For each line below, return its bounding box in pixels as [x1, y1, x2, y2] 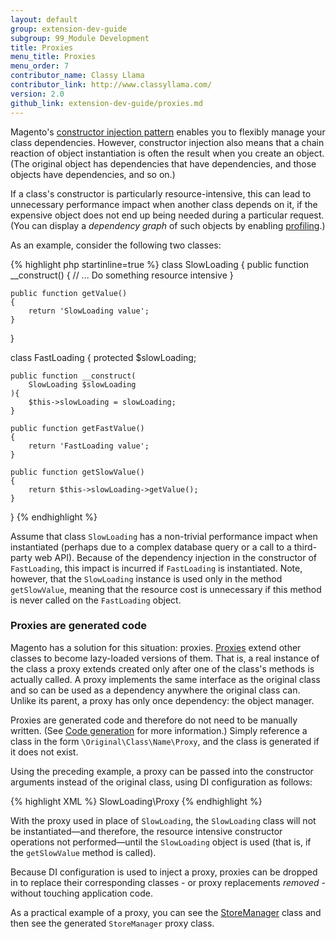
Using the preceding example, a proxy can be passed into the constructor [10, 765, 314, 777]
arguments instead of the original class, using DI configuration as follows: [10, 776, 313, 788]
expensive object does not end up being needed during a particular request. [10, 209, 325, 221]
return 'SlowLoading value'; [28, 306, 150, 316]
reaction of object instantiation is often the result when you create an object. [10, 147, 325, 159]
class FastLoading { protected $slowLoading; [10, 351, 197, 363]
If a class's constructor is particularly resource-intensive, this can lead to [10, 187, 312, 200]
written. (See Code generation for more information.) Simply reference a [10, 724, 308, 736]
